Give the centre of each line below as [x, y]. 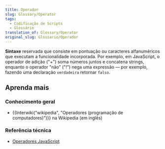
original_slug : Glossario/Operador [42, 37]
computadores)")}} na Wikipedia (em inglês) [57, 118]
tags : [11, 19]
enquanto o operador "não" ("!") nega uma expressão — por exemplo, [76, 67]
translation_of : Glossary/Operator [42, 33]
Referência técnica [28, 130]
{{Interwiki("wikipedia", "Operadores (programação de [68, 112]
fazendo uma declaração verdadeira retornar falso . [58, 72]
